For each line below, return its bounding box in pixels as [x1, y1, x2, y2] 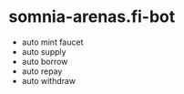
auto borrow [21, 56, 68, 67]
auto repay [21, 66, 63, 77]
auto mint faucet [21, 37, 84, 47]
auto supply [21, 46, 66, 57]
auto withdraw [21, 75, 77, 86]
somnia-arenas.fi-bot [8, 6, 176, 27]
